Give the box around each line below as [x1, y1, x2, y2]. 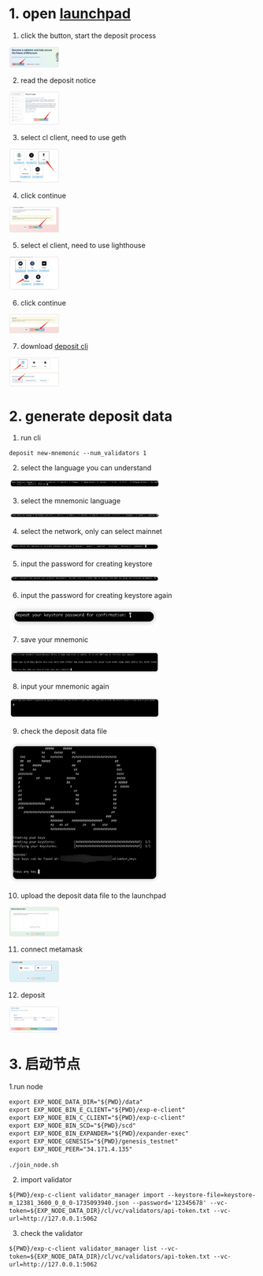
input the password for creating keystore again [20, 590, 172, 599]
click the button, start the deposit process [20, 31, 157, 40]
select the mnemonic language [20, 495, 121, 505]
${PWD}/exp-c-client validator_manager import [9, 1191, 165, 1200]
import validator [20, 1175, 72, 1185]
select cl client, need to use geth [20, 133, 127, 143]
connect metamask [20, 944, 83, 954]
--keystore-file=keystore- [167, 1191, 257, 1200]
